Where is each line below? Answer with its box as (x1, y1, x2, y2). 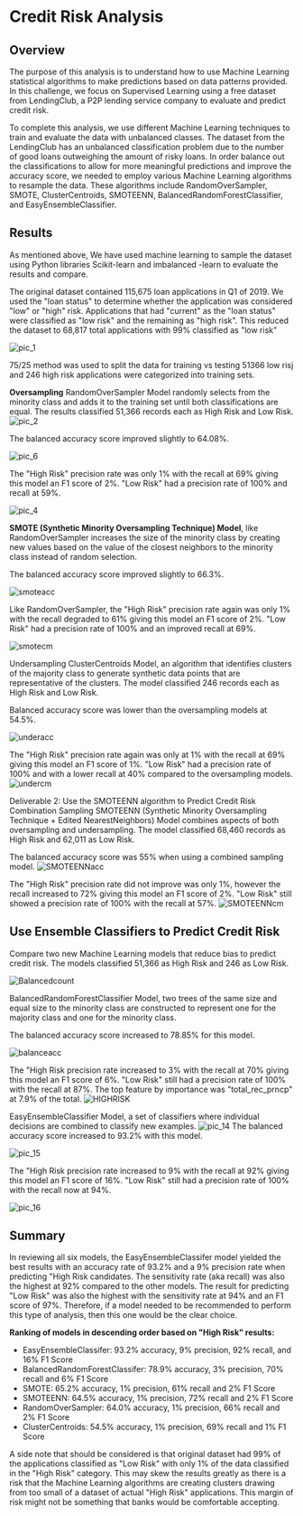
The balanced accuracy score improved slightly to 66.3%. (9, 568, 225, 580)
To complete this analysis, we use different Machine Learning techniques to (9, 122, 290, 133)
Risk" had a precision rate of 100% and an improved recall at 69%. (9, 622, 256, 634)
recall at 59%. (9, 487, 61, 498)
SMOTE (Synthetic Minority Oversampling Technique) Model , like (9, 522, 259, 533)
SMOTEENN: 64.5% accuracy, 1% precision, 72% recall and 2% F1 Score (22, 1393, 294, 1404)
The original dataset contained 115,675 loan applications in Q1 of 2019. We (9, 286, 284, 297)
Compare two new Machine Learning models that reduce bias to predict (9, 948, 277, 959)
